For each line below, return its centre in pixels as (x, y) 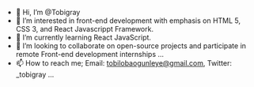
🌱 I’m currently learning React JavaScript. (83, 37)
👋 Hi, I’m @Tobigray (48, 12)
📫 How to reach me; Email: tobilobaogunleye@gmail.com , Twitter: (123, 63)
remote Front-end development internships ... (90, 54)
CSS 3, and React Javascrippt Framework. (85, 29)
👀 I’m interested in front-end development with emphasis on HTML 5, (128, 21)
